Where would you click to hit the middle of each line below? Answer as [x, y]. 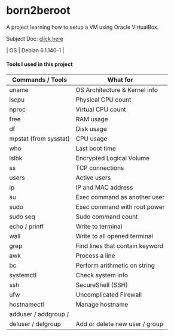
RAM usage [92, 119]
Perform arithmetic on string [115, 266]
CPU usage [91, 139]
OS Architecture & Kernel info [117, 90]
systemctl [23, 275]
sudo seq [22, 217]
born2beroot [38, 10]
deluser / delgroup [35, 324]
